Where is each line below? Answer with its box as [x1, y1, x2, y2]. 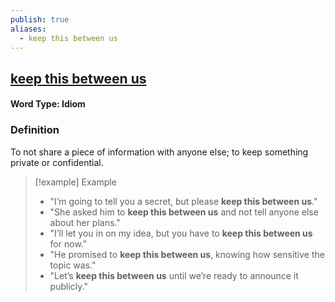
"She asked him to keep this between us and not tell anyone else [49, 206, 319, 218]
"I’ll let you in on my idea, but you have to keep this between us [49, 227, 313, 239]
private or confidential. [10, 156, 104, 168]
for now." [49, 237, 88, 250]
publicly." [49, 280, 88, 292]
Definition [10, 123, 60, 137]
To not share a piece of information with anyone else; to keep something [10, 146, 309, 158]
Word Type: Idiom [10, 98, 86, 110]
